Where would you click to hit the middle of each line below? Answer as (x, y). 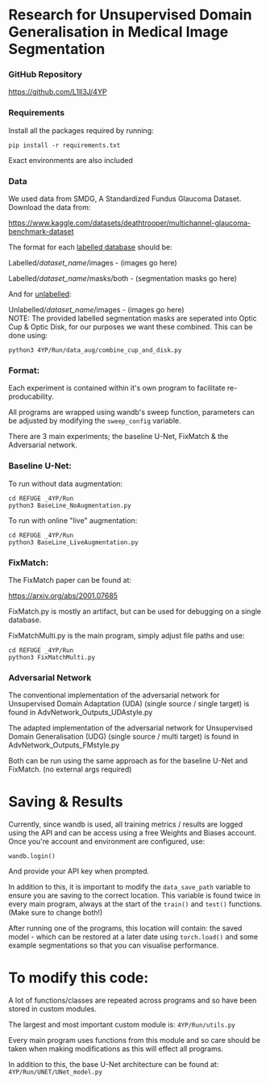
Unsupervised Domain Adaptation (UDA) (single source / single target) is (129, 704)
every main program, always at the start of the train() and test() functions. (135, 904)
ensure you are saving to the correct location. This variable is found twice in (135, 896)
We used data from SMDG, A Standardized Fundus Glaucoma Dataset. (125, 199)
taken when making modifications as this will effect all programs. (116, 1049)
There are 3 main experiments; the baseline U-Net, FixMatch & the (118, 437)
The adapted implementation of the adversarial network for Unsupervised (131, 728)
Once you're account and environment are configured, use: (107, 842)
